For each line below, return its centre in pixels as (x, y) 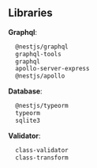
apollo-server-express (52, 69)
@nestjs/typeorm (42, 106)
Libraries (30, 13)
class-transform (42, 158)
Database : (25, 91)
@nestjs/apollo (40, 76)
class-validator (42, 150)
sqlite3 (28, 120)
